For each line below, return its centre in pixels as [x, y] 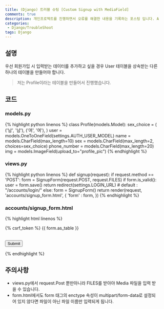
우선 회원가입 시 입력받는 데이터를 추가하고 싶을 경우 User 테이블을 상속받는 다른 [81, 66]
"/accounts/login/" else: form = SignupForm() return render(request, [74, 190]
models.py [18, 114]
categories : [17, 23]
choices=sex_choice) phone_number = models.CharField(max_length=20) [80, 146]
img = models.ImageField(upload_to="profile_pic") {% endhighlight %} [76, 151]
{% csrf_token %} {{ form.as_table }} [42, 228]
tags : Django [18, 32]
